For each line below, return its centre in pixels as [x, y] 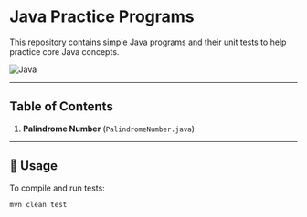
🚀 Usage [33, 166]
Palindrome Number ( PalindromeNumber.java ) [108, 129]
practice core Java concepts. [64, 51]
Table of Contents [62, 107]
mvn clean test [38, 204]
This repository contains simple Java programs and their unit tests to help [148, 42]
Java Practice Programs [102, 17]
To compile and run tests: [57, 188]
